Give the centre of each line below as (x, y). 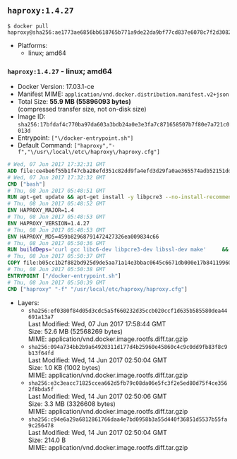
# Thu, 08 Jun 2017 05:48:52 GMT (56, 204)
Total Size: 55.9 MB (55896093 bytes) (74, 102)
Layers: (28, 302)
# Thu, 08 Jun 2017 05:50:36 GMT (56, 243)
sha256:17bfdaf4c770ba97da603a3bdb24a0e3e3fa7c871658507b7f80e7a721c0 (123, 125)
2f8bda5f (41, 389)
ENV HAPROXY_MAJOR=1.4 (41, 210)
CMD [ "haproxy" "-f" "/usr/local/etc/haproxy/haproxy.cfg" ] (98, 289)
